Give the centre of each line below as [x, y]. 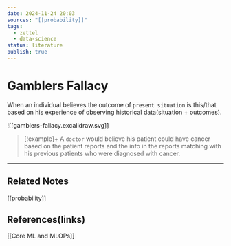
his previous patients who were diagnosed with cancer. [102, 153]
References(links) [46, 220]
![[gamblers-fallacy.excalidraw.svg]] [58, 125]
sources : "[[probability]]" [47, 20]
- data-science [35, 39]
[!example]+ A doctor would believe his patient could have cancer [117, 139]
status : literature [35, 45]
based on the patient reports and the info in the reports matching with [122, 146]
